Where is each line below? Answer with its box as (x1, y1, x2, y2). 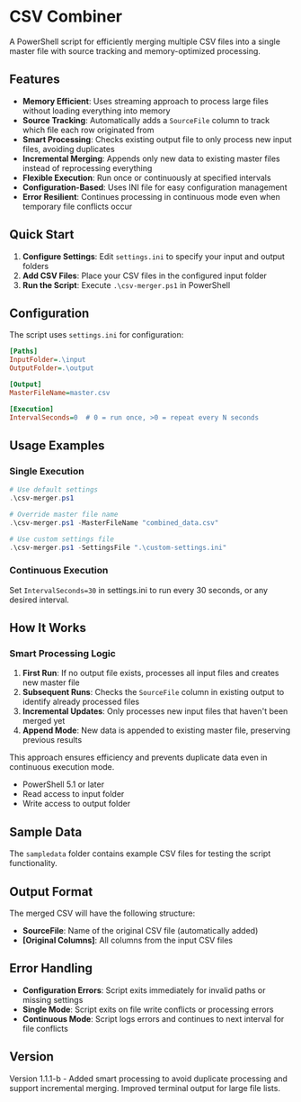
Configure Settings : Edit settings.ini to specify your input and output (22, 250, 286, 262)
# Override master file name (9, 510, 119, 519)
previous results (22, 735, 83, 745)
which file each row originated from (22, 124, 155, 135)
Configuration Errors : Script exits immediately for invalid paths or (22, 984, 266, 996)
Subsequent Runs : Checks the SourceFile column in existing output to (22, 687, 285, 698)
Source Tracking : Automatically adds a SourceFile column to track (22, 114, 270, 125)
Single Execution (9, 465, 85, 477)
